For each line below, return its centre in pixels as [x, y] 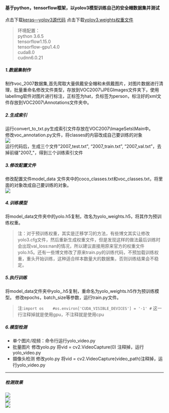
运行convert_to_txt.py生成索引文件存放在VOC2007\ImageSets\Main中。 [79, 129]
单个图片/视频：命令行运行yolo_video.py [54, 341]
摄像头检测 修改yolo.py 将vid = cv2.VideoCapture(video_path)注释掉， [85, 359]
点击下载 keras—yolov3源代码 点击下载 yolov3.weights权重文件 [69, 20]
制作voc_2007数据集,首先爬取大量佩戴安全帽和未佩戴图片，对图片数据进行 [82, 84]
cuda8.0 [26, 53]
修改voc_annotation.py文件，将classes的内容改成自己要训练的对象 [74, 135]
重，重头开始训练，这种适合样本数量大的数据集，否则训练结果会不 [86, 259]
